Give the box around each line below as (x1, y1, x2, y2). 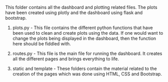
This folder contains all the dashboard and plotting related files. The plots (5, 5, 157, 10)
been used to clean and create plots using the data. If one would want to (12, 30, 163, 36)
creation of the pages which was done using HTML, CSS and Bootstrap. (12, 71, 162, 77)
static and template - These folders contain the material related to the (12, 65, 157, 71)
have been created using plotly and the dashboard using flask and (5, 10, 143, 16)
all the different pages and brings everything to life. (12, 56, 120, 62)
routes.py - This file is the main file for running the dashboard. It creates (12, 50, 162, 56)
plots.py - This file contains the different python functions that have (12, 25, 153, 31)
